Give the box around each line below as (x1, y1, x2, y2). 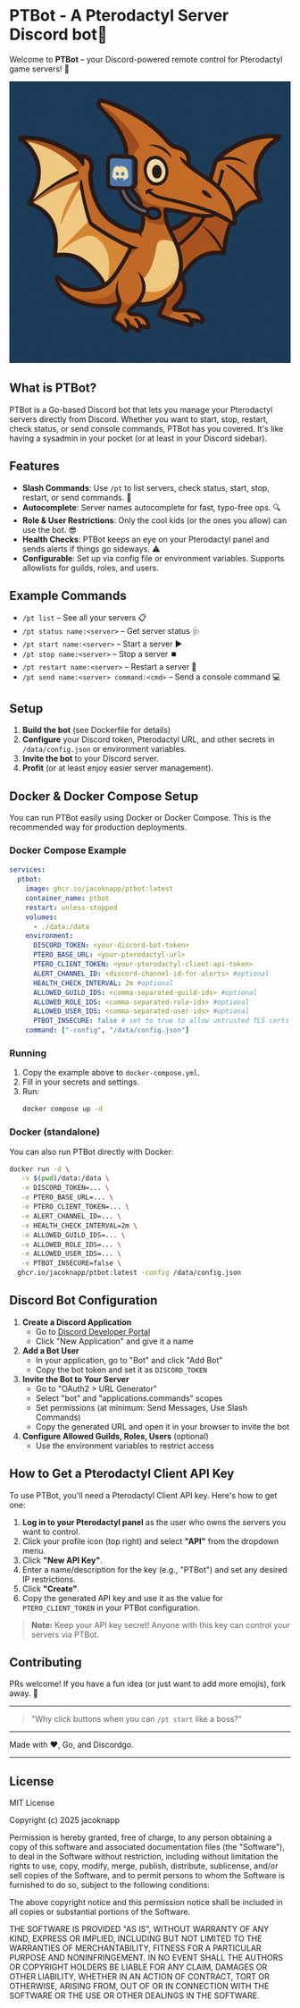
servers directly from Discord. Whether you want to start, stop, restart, (9, 413, 269, 425)
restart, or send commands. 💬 (21, 492, 132, 502)
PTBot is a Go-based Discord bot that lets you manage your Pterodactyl (9, 404, 273, 415)
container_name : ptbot (25, 893, 110, 903)
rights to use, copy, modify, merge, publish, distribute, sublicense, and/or (9, 1860, 279, 1871)
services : (9, 865, 46, 874)
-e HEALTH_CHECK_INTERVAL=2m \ (21, 1221, 138, 1230)
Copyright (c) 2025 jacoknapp (9, 1815, 121, 1826)
